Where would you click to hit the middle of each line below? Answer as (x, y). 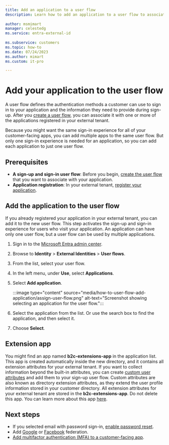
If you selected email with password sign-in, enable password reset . (83, 427)
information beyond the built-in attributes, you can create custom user (78, 372)
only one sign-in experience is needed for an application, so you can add (81, 141)
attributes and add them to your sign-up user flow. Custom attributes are (80, 377)
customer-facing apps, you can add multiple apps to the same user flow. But (84, 136)
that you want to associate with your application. (63, 180)
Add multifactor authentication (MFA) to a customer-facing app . (78, 437)
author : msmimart (23, 24)
